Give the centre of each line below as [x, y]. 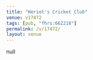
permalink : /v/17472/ [34, 29]
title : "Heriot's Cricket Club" [47, 12]
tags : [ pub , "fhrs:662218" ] [42, 23]
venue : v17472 [24, 18]
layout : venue [24, 35]
